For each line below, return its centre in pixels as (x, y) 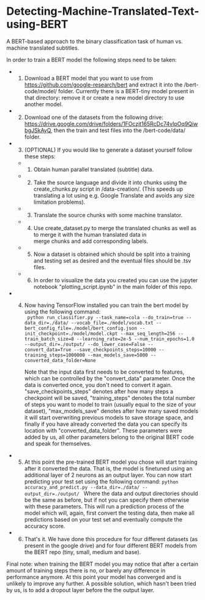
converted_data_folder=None (60, 360)
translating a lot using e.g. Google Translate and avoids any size (114, 195)
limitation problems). (59, 202)
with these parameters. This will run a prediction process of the (104, 506)
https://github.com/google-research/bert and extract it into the (103, 85)
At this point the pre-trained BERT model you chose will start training (111, 462)
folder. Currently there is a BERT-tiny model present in (126, 91)
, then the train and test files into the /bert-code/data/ (118, 130)
